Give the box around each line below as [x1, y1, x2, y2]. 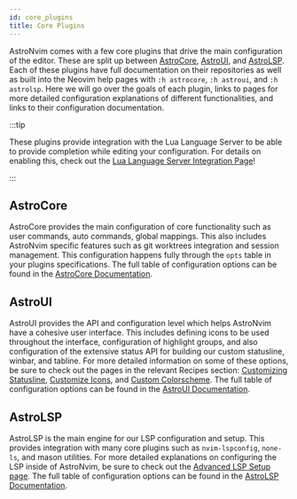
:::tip [9, 119, 26, 129]
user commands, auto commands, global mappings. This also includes [9, 231, 267, 242]
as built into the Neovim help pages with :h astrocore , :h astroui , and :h [9, 74, 278, 84]
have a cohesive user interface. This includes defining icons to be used [9, 327, 270, 338]
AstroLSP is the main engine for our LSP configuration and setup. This [9, 433, 265, 443]
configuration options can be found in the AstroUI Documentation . [9, 384, 251, 394]
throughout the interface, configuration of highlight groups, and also [9, 337, 259, 347]
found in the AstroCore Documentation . [9, 269, 153, 279]
